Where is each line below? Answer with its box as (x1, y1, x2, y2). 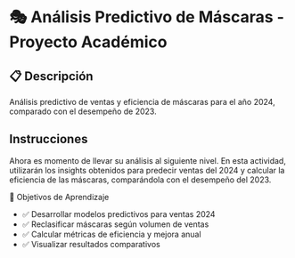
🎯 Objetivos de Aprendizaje (9, 191, 110, 202)
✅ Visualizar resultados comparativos (21, 238, 160, 249)
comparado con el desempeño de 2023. (9, 106, 158, 117)
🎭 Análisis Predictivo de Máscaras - (9, 7, 285, 28)
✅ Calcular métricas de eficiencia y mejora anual (21, 229, 202, 239)
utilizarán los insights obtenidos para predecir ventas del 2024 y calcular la (9, 165, 285, 175)
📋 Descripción (9, 69, 94, 84)
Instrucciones (9, 132, 88, 147)
